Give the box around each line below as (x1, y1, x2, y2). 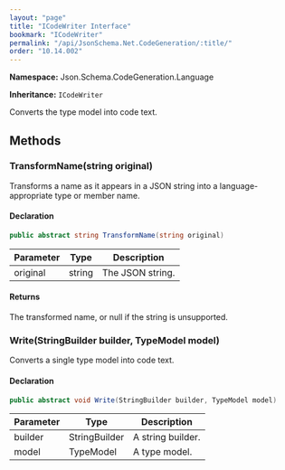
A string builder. (132, 431, 201, 444)
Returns (9, 291, 41, 303)
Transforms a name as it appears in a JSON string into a (9, 180, 218, 191)
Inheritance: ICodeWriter (9, 89, 104, 100)
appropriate (9, 190, 53, 201)
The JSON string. (101, 266, 176, 278)
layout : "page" (9, 13, 67, 23)
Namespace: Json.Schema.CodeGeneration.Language (9, 71, 214, 82)
